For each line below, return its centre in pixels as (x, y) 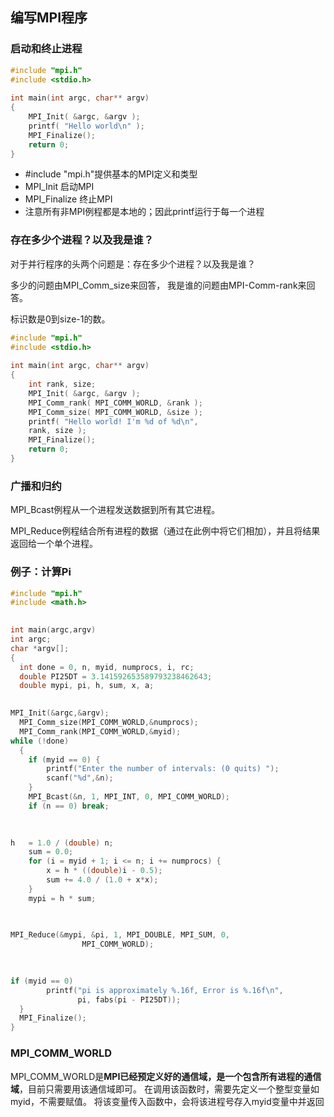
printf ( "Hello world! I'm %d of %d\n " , (113, 421)
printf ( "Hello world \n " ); (86, 126)
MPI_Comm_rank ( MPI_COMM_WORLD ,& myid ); (100, 731)
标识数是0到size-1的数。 (60, 319)
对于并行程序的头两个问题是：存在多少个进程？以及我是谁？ (133, 264)
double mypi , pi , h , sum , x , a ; (87, 686)
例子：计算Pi (41, 572)
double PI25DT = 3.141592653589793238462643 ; (116, 676)
